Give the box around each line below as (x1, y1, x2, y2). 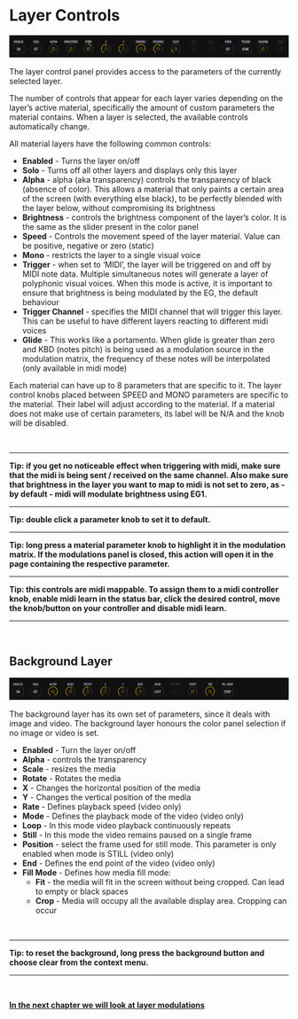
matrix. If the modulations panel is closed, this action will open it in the (9, 549, 274, 560)
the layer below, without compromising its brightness (21, 202, 216, 213)
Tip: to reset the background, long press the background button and (9, 948, 265, 959)
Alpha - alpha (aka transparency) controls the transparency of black (21, 174, 272, 184)
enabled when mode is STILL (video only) (21, 849, 175, 859)
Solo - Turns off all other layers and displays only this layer (21, 165, 238, 176)
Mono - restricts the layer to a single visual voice (21, 249, 201, 260)
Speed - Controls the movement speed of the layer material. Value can (21, 231, 281, 241)
